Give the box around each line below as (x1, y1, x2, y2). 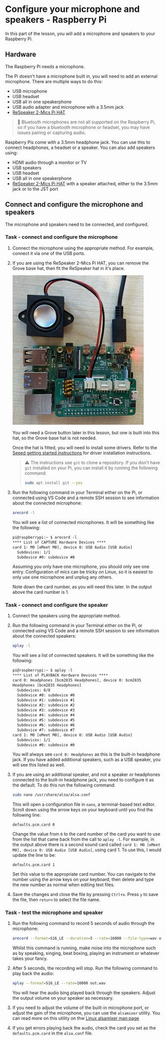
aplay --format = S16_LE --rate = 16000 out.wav (12, 980, 106, 986)
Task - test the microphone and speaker (5, 909, 103, 916)
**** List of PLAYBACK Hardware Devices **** (12, 672, 108, 678)
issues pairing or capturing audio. (17, 130, 86, 135)
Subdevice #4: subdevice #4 (17, 712, 75, 718)
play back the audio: (12, 970, 54, 976)
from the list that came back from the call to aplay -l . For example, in (12, 836, 155, 842)
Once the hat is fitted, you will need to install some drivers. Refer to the (12, 444, 158, 450)
